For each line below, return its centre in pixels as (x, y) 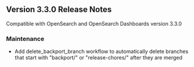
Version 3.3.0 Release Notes (59, 10)
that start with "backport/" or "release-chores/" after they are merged (98, 58)
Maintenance (25, 38)
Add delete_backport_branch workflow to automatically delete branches (101, 51)
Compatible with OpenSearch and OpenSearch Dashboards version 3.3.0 (94, 23)
